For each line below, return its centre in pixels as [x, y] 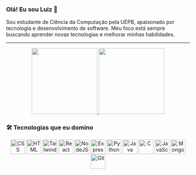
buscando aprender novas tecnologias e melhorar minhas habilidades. [90, 35]
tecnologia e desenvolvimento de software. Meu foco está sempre [86, 28]
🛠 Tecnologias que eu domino [50, 128]
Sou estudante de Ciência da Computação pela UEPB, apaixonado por [90, 22]
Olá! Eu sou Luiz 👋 [32, 9]
